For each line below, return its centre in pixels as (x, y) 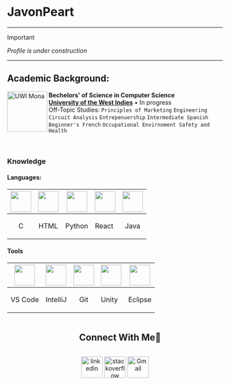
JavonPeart (41, 12)
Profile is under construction (47, 50)
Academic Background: (58, 78)
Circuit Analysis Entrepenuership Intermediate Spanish (129, 117)
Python (77, 225)
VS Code (25, 300)
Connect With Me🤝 (120, 337)
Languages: (25, 177)
